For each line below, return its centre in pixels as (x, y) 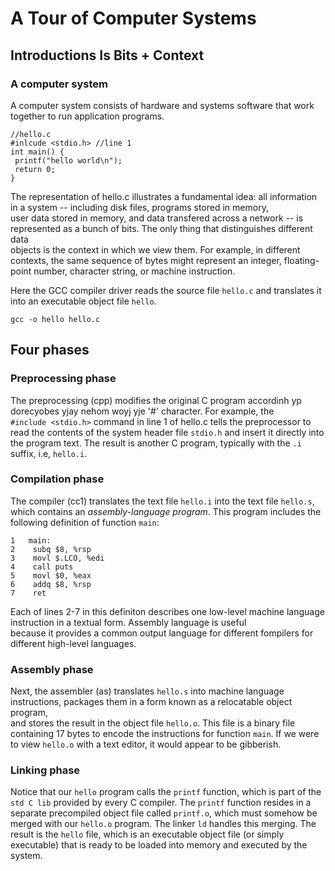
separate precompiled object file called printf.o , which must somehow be (164, 813)
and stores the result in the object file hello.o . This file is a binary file (153, 723)
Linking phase (45, 770)
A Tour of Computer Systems (133, 18)
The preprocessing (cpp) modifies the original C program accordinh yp (156, 400)
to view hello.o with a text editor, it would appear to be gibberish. (146, 744)
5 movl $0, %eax (51, 575)
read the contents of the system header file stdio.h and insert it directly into (167, 432)
